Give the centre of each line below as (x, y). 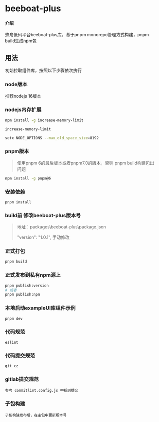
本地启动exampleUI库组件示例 (40, 308)
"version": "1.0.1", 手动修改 (43, 237)
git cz (12, 366)
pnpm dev (14, 318)
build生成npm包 (21, 41)
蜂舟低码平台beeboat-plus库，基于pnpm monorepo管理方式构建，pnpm (77, 35)
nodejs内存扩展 (23, 110)
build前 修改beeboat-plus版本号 (43, 215)
